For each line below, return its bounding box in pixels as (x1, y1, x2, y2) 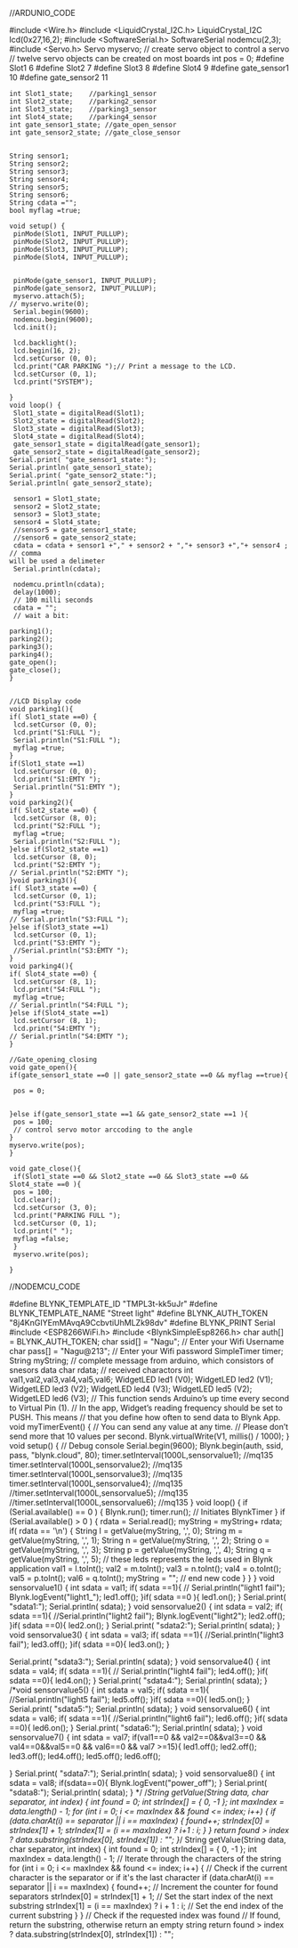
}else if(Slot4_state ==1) (9, 1009, 109, 1018)
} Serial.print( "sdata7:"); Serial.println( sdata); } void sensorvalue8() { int (9, 1768, 276, 1779)
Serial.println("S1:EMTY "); (12, 783, 122, 791)
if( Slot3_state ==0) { (9, 884, 98, 893)
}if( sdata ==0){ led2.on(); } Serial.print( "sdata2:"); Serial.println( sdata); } (9, 1620, 281, 1630)
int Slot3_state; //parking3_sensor (9, 105, 157, 114)
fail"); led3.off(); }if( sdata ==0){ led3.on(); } (9, 1639, 171, 1650)
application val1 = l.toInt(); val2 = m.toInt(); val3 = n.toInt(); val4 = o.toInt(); (9, 1563, 282, 1574)
